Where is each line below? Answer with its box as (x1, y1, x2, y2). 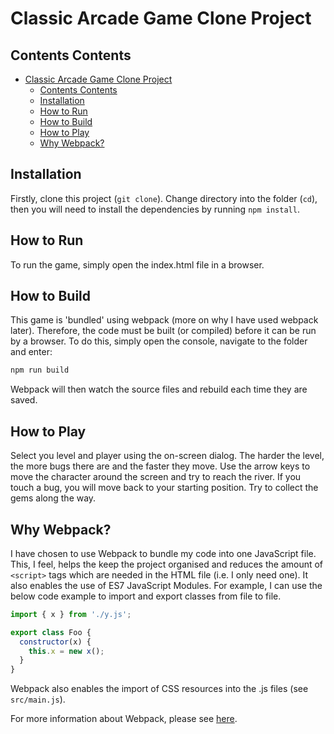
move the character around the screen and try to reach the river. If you (10, 471, 302, 483)
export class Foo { (10, 627, 92, 637)
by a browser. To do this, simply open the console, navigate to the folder (10, 335, 308, 347)
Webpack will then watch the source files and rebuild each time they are (10, 383, 308, 396)
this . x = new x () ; (28, 646, 105, 656)
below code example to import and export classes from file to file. (10, 590, 282, 602)
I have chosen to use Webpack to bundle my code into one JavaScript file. (10, 547, 317, 559)
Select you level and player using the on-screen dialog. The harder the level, (10, 450, 325, 462)
